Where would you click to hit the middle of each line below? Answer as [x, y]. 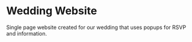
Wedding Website [52, 11]
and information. [26, 33]
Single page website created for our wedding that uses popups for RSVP [96, 27]
